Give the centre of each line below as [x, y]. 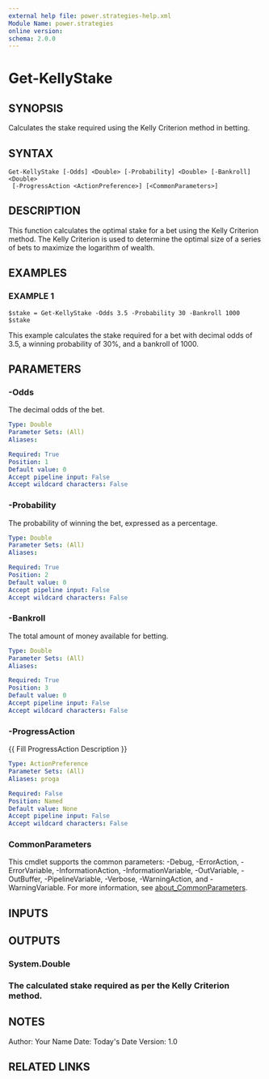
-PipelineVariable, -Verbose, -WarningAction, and [126, 879]
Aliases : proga [34, 778]
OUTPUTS [34, 941]
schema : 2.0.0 [32, 38]
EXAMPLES [38, 273]
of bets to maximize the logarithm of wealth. [82, 247]
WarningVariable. [37, 888]
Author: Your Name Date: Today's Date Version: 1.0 [93, 1041]
